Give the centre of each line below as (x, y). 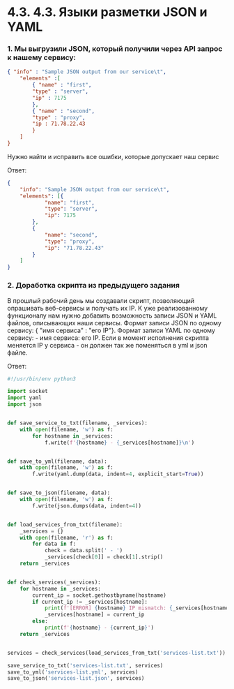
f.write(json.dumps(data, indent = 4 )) (87, 506)
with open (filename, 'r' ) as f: (67, 538)
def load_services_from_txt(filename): (65, 524)
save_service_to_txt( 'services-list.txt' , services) (85, 665)
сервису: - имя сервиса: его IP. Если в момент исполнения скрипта (108, 338)
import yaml (24, 398)
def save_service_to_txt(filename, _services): (78, 423)
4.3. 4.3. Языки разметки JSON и (107, 12)
